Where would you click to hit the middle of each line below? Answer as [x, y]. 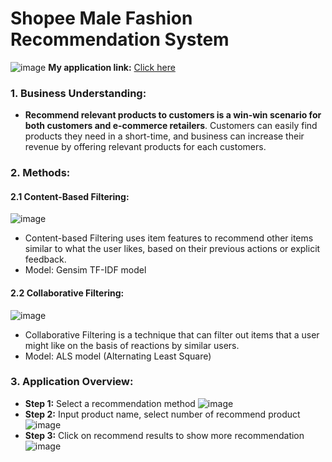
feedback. [45, 259]
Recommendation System [120, 39]
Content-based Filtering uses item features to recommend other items [169, 238]
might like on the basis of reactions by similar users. [132, 345]
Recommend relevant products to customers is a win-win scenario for [173, 115]
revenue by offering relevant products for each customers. [145, 147]
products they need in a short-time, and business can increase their [164, 136]
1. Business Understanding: [78, 93]
